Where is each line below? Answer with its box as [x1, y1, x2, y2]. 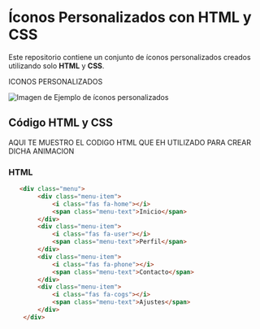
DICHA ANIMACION [8, 146, 75, 156]
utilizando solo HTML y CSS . [8, 61, 105, 71]
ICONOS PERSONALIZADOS [8, 76, 103, 86]
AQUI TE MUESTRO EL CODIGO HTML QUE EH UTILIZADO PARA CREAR [8, 137, 252, 147]
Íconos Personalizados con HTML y [8, 8, 252, 27]
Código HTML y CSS [8, 116, 114, 130]
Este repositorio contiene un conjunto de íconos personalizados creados [8, 52, 251, 62]
